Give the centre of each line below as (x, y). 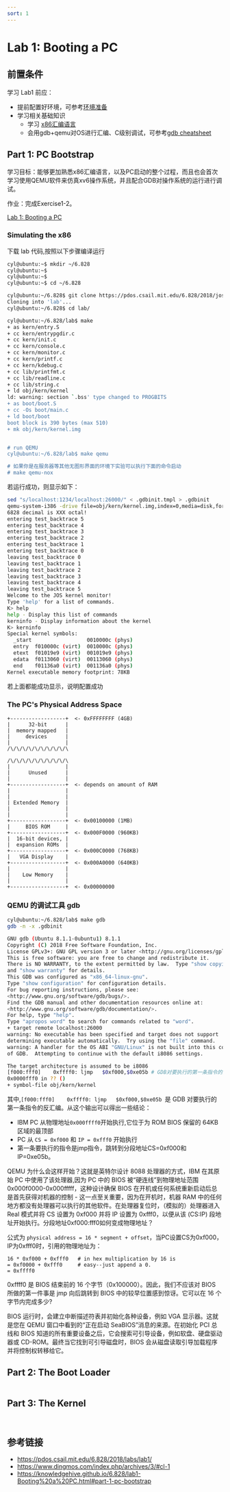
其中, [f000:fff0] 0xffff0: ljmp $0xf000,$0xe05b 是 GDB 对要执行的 (112, 1099)
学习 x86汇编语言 (52, 124)
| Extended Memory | (38, 803)
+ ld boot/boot (29, 416)
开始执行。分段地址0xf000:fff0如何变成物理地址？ (83, 1223)
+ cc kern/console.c (37, 346)
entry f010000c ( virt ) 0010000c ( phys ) (73, 647)
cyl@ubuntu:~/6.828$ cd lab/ (49, 308)
